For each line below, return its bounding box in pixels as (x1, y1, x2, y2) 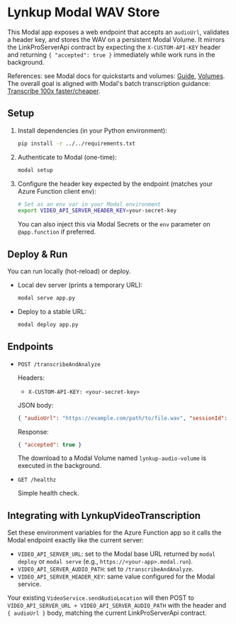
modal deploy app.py (17, 321, 79, 328)
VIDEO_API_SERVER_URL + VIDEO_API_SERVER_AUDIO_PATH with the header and (7, 601, 227, 610)
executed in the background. (17, 461, 102, 470)
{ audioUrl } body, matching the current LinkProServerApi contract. (7, 608, 207, 618)
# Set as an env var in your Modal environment (17, 200, 161, 208)
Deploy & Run (7, 248, 68, 260)
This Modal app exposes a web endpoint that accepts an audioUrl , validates (7, 28, 230, 36)
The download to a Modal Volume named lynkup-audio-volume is (17, 454, 207, 462)
